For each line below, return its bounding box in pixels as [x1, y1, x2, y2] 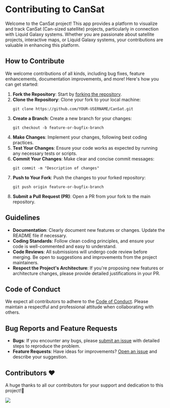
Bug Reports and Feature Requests [5, 324, 118, 333]
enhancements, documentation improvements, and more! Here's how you [5, 75, 159, 82]
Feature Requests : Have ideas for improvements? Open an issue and [12, 348, 157, 355]
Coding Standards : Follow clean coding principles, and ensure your [12, 238, 155, 244]
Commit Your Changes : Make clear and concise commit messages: [12, 155, 155, 161]
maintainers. [12, 259, 39, 265]
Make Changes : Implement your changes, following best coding [12, 134, 147, 140]
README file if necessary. [12, 232, 67, 238]
